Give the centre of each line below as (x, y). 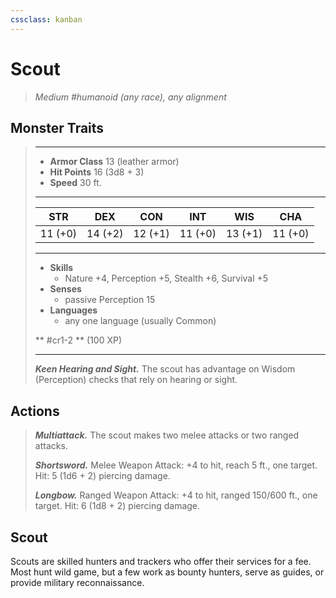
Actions (35, 411)
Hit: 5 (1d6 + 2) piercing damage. (102, 476)
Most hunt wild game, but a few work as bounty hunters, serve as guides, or (167, 572)
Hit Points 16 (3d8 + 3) (97, 172)
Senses (65, 289)
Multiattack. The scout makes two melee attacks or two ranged (167, 435)
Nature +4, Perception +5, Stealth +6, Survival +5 (166, 278)
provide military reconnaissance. (77, 582)
